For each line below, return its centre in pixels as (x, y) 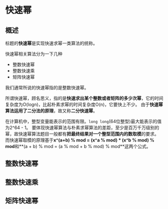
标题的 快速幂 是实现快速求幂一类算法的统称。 (51, 43)
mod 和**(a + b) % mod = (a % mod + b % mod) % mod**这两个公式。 (78, 146)
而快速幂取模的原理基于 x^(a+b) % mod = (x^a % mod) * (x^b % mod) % (80, 140)
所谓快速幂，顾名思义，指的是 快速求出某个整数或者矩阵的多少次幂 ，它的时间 (84, 98)
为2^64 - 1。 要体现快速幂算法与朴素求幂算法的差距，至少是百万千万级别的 (82, 127)
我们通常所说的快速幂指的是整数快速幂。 (47, 87)
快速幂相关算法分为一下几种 (34, 54)
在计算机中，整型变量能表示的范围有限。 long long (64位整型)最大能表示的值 (83, 121)
